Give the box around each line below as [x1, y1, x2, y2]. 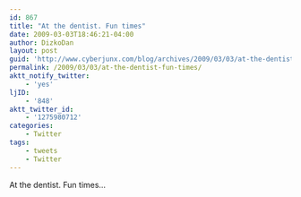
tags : [9, 138, 30, 147]
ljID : [9, 88, 30, 97]
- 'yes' [25, 80, 54, 89]
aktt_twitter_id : [9, 105, 74, 114]
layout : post [9, 47, 58, 56]
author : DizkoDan [9, 38, 74, 47]
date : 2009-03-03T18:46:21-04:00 [9, 30, 134, 39]
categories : [9, 122, 54, 131]
